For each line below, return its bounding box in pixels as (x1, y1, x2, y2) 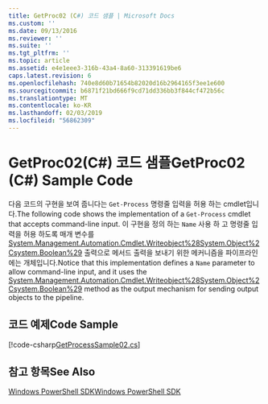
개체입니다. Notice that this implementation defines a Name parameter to (23, 258, 255, 267)
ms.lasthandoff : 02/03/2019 (8, 109, 103, 117)
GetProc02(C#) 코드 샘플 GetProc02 (8, 154, 245, 172)
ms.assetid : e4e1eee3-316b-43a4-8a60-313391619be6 (8, 64, 182, 72)
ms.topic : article (8, 57, 70, 65)
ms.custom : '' (8, 19, 56, 27)
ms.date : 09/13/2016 (8, 27, 78, 35)
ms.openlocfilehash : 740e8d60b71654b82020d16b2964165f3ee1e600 (8, 79, 225, 87)
